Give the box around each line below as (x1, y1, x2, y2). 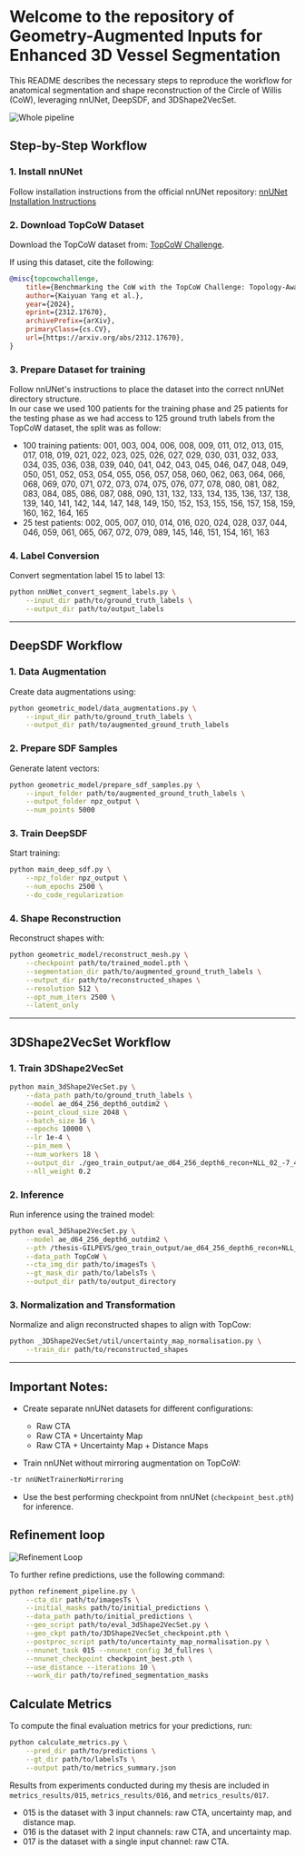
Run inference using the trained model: (9, 1209, 155, 1219)
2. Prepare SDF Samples (9, 742, 118, 755)
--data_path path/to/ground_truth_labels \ (25, 1091, 193, 1100)
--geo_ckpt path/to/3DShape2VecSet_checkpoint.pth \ (25, 1629, 230, 1638)
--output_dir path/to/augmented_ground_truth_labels (25, 720, 230, 730)
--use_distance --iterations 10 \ (25, 1663, 156, 1672)
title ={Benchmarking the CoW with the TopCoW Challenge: (25, 282, 246, 291)
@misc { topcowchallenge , (9, 274, 100, 283)
